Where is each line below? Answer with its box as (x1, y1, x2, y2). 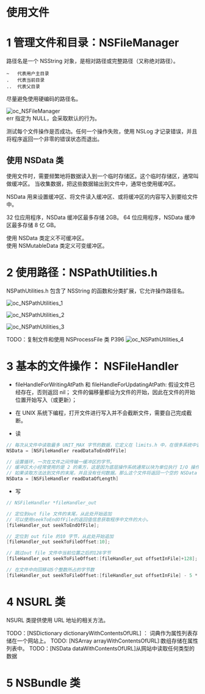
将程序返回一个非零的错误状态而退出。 (6, 135, 103, 143)
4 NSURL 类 (6, 595, 66, 609)
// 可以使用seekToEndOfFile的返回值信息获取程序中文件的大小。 (6, 517, 151, 523)
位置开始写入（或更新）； (15, 396, 77, 403)
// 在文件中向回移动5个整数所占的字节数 (6, 567, 95, 573)
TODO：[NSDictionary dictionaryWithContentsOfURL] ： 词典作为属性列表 (6, 629, 193, 636)
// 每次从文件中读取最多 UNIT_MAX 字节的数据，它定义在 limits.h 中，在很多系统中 (6, 442, 196, 448)
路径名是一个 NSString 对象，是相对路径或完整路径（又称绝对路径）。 (6, 58, 179, 65)
